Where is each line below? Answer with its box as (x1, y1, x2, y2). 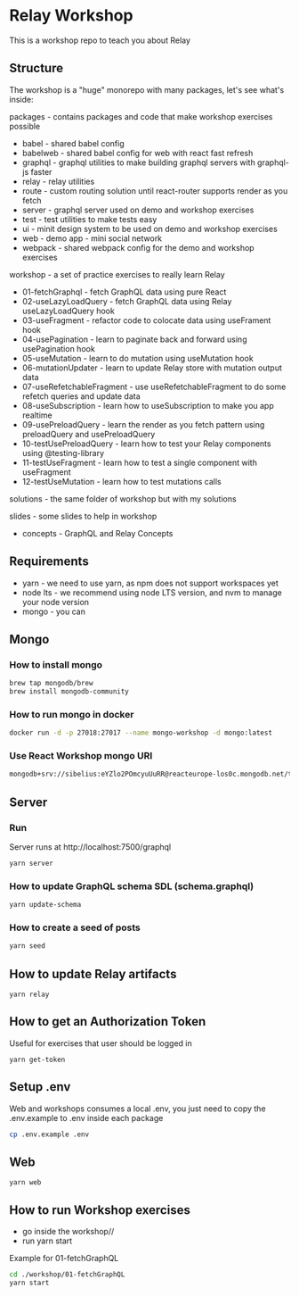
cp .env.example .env (9, 1130, 90, 1139)
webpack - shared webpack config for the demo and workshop (21, 242, 255, 253)
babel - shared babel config (21, 137, 125, 148)
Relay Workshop (9, 5, 133, 26)
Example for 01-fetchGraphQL (9, 1253, 119, 1264)
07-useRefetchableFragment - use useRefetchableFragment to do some (21, 381, 287, 392)
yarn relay (9, 990, 50, 1000)
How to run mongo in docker (9, 708, 134, 720)
